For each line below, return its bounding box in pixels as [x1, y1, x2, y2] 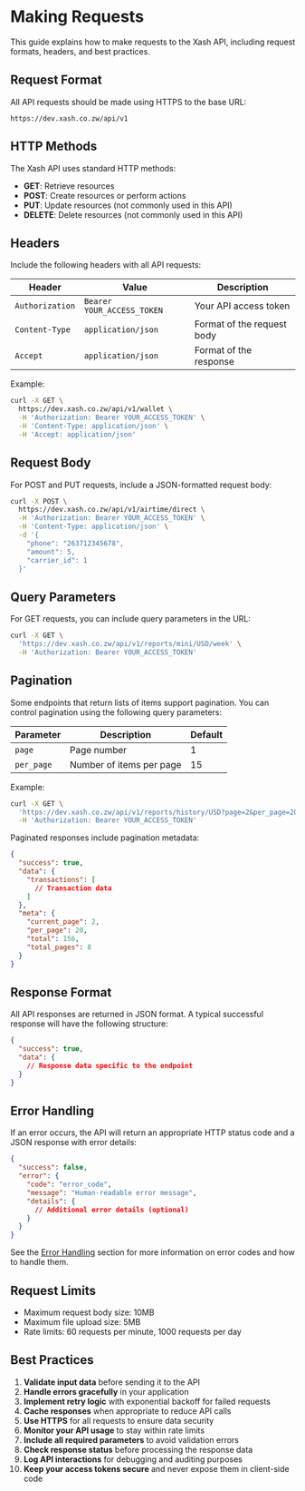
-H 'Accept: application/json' [18, 429, 137, 439]
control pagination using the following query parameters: [10, 706, 223, 718]
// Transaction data [33, 883, 112, 893]
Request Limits [10, 1282, 97, 1299]
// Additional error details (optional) [33, 1205, 189, 1214]
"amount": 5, [26, 547, 76, 556]
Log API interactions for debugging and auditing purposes [23, 1454, 243, 1465]
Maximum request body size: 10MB [23, 1307, 155, 1318]
